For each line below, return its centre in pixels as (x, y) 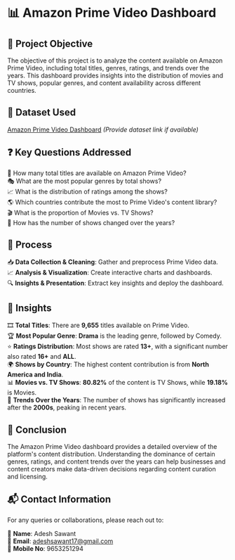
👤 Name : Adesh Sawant (42, 533)
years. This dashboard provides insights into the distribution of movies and (115, 75)
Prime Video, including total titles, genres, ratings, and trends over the (108, 68)
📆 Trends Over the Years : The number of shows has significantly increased (116, 400)
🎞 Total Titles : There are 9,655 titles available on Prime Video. (98, 325)
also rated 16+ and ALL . (42, 357)
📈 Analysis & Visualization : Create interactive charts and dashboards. (110, 273)
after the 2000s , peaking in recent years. (67, 407)
